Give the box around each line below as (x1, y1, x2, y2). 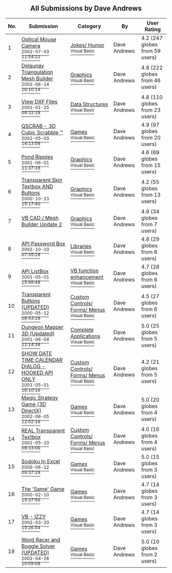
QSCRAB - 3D (21, 122, 56, 130)
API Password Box (21, 240, 66, 247)
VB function (70, 267, 99, 274)
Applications (70, 332, 101, 340)
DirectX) (21, 407, 42, 414)
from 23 (141, 106, 161, 114)
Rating (144, 26, 161, 33)
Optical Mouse (21, 35, 57, 43)
